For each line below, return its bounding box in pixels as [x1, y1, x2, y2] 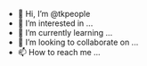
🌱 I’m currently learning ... [17, 28, 113, 37]
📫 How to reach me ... [17, 47, 101, 57]
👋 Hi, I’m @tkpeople [17, 9, 91, 19]
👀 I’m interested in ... [17, 18, 94, 29]
